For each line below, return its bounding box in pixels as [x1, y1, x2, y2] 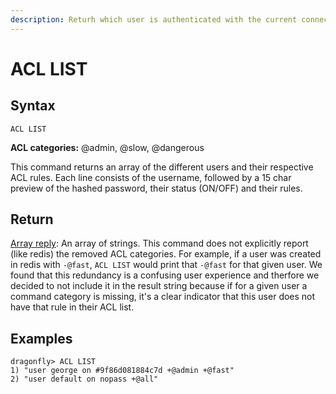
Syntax [10, 97, 56, 115]
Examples [10, 330, 73, 347]
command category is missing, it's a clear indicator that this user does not [10, 291, 316, 303]
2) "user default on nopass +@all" [10, 374, 159, 385]
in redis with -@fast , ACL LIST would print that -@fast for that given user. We [10, 259, 323, 271]
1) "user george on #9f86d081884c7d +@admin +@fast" [10, 366, 235, 376]
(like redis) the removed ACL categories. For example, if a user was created [10, 248, 322, 260]
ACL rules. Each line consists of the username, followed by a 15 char [10, 171, 292, 183]
